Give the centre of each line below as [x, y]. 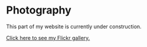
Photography [39, 10]
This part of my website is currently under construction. [74, 26]
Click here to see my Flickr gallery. [48, 38]
